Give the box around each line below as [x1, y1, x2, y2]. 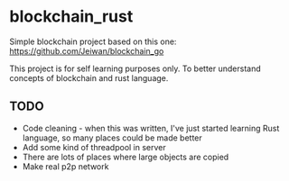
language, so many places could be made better [22, 132, 203, 143]
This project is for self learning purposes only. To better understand [9, 63, 261, 74]
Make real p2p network [22, 160, 109, 172]
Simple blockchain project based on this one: [9, 36, 177, 47]
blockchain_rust [9, 6, 134, 27]
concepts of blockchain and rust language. [9, 72, 169, 83]
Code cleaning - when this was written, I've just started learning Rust [22, 122, 280, 133]
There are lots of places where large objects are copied [22, 151, 229, 162]
